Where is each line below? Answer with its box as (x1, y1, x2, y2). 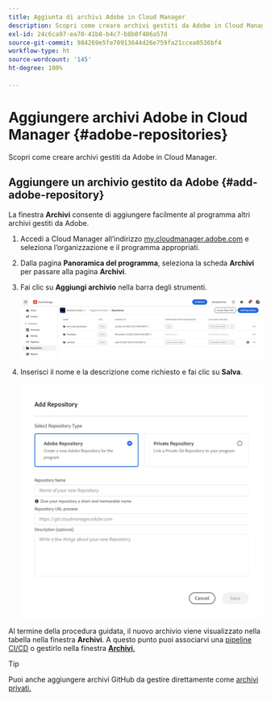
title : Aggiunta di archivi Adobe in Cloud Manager (8, 13, 186, 21)
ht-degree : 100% (8, 65, 63, 73)
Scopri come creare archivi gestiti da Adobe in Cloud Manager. (8, 152, 218, 161)
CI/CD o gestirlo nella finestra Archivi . (8, 644, 135, 653)
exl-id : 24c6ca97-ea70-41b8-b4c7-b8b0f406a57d (8, 30, 168, 38)
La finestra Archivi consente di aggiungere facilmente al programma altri (8, 210, 251, 219)
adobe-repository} (8, 188, 105, 202)
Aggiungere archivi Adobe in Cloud (8, 108, 248, 127)
